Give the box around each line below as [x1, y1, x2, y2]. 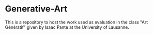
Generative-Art [5, 3, 68, 14]
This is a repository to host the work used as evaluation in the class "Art [5, 19, 148, 25]
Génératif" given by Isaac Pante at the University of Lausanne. [5, 24, 129, 30]
